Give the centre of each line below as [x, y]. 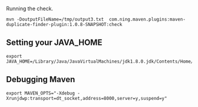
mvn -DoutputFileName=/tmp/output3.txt [55, 20]
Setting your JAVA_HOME [54, 43]
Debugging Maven [41, 80]
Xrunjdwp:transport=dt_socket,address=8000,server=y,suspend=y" [87, 98]
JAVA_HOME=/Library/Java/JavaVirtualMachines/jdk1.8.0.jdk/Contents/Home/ [100, 61]
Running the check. [30, 9]
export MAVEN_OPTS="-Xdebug [41, 93]
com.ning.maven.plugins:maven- [147, 20]
